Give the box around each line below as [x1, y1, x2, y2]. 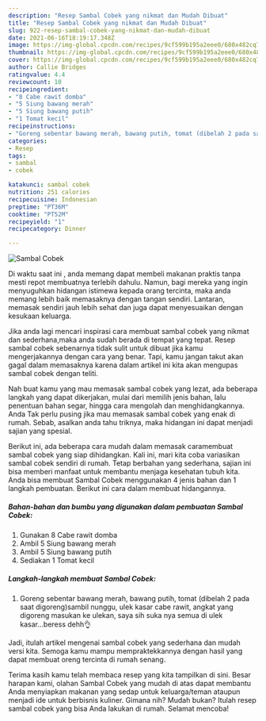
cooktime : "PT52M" [8, 210, 69, 218]
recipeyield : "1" [8, 217, 66, 226]
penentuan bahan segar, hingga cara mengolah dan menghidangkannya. [8, 401, 245, 411]
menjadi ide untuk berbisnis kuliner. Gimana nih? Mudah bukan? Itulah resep [8, 696, 257, 705]
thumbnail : [8, 48, 44, 56]
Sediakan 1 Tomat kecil [19, 556, 95, 566]
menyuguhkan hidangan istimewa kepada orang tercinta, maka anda [8, 286, 231, 296]
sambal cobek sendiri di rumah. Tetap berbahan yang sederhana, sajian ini [8, 458, 252, 468]
